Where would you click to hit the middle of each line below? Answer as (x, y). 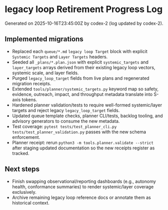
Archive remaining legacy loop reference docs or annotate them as (81, 197)
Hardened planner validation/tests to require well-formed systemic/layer (87, 105)
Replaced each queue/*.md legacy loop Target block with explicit (80, 51)
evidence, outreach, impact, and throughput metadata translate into (82, 94)
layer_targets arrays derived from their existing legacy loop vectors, (84, 67)
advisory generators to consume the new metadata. (66, 121)
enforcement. (26, 137)
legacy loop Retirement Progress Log (84, 9)
